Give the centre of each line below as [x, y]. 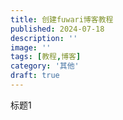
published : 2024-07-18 [57, 29]
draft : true [35, 76]
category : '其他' [45, 66]
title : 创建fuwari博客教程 [62, 19]
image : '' [31, 47]
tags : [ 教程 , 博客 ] [46, 57]
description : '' [44, 38]
